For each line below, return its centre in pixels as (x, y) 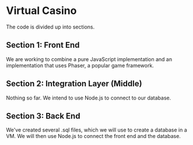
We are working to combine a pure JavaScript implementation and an (89, 59)
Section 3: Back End (43, 116)
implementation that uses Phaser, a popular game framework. (80, 65)
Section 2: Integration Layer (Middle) (74, 84)
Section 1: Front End (43, 45)
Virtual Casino (41, 11)
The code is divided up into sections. (50, 27)
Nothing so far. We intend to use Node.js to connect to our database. (89, 98)
